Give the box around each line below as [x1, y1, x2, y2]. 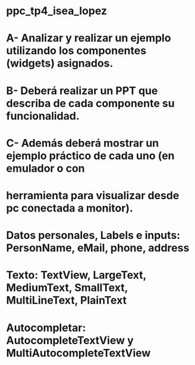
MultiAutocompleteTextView [6, 346, 151, 360]
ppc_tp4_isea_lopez [6, 4, 108, 18]
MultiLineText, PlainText [6, 294, 127, 307]
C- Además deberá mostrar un [6, 136, 159, 150]
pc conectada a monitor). [6, 201, 134, 215]
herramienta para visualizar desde [6, 188, 180, 202]
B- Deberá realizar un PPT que [6, 84, 158, 97]
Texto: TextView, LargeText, [6, 269, 147, 282]
